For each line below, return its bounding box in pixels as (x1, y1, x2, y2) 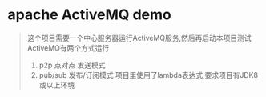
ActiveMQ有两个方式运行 (26, 42, 110, 53)
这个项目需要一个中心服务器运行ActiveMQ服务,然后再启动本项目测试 (26, 33, 252, 42)
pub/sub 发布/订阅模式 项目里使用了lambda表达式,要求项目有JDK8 (38, 70, 258, 79)
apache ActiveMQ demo (7, 6, 171, 24)
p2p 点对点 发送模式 (38, 60, 106, 70)
